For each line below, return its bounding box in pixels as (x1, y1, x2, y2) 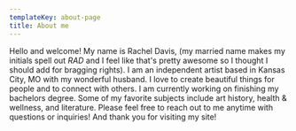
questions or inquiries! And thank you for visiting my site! (9, 112, 217, 122)
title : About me (9, 21, 69, 30)
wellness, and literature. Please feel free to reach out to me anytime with (9, 102, 273, 112)
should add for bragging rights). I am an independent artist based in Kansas (9, 64, 285, 75)
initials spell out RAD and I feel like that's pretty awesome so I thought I (9, 55, 269, 65)
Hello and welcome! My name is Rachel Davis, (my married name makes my (9, 45, 286, 56)
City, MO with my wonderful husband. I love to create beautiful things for (9, 73, 275, 84)
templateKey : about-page (9, 12, 101, 22)
